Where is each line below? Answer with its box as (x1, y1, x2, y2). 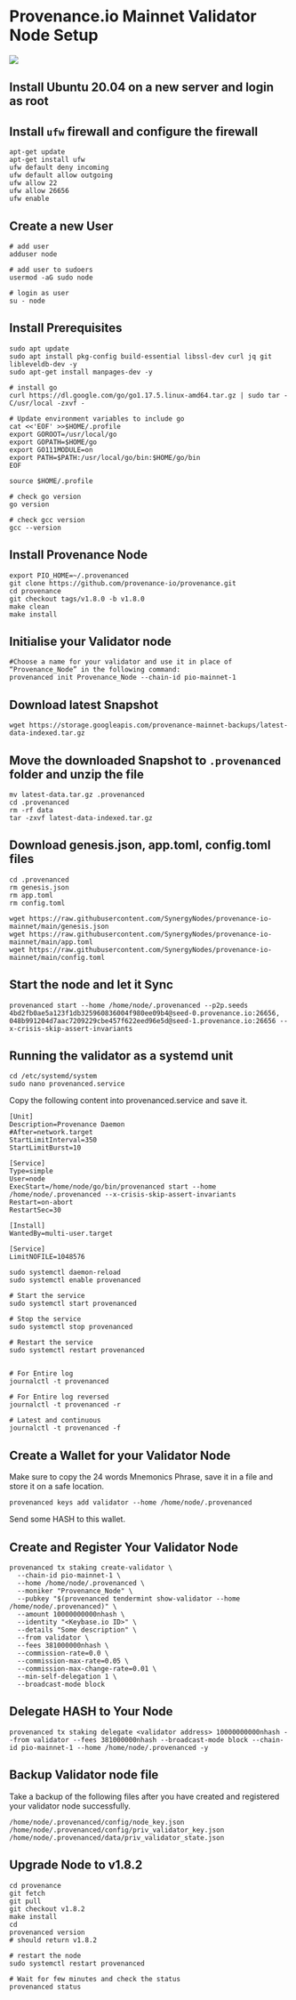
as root (9, 93, 49, 109)
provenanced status (9, 1982, 82, 1991)
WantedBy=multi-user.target (9, 1230, 114, 1238)
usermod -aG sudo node (9, 273, 93, 282)
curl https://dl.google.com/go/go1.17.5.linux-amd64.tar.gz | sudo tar (9, 391, 280, 399)
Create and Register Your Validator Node (9, 1539, 238, 1554)
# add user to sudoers (9, 265, 93, 274)
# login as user (9, 288, 69, 297)
